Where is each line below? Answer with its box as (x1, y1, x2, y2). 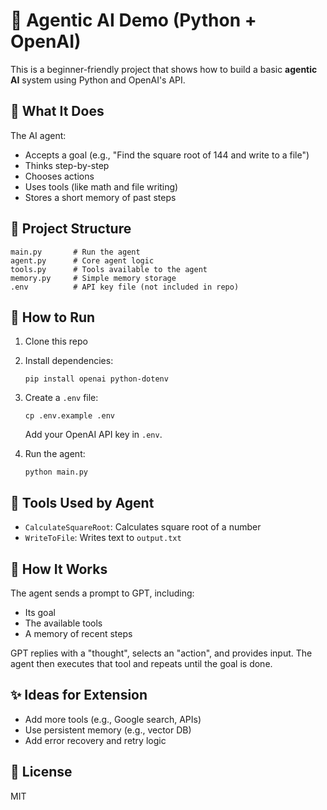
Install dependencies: (24, 355, 114, 367)
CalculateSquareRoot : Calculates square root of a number (24, 521, 262, 533)
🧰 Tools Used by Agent (10, 494, 155, 511)
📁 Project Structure (10, 220, 132, 238)
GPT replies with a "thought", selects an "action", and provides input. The (10, 647, 313, 659)
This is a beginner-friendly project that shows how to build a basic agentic (10, 63, 318, 75)
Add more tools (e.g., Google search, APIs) (24, 713, 202, 725)
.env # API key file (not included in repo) (10, 282, 240, 292)
